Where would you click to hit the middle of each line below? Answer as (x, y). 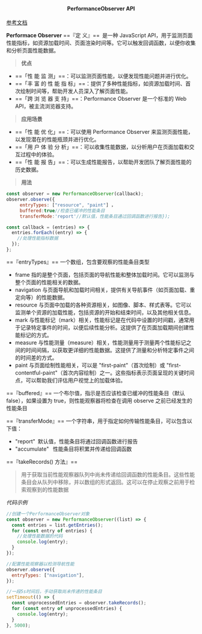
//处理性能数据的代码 (40, 536)
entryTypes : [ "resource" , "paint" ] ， (68, 205)
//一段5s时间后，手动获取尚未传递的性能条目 (54, 592)
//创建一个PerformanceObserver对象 (48, 514)
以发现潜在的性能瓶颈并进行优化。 (57, 139)
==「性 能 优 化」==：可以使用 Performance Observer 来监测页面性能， (104, 132)
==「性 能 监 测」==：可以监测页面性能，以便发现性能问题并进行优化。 (103, 76)
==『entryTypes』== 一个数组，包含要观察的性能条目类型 (78, 262)
